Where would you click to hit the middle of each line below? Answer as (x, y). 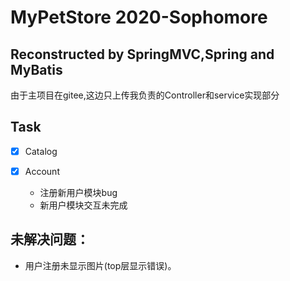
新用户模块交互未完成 (83, 205)
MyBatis (36, 69)
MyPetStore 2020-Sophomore (139, 17)
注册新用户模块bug (78, 192)
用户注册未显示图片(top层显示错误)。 (100, 265)
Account (42, 171)
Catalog (41, 151)
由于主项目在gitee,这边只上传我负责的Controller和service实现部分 (145, 95)
